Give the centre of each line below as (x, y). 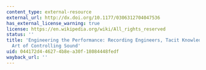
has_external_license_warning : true (53, 23)
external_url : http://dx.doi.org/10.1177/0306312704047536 (83, 18)
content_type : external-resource (49, 12)
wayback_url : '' (27, 57)
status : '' (20, 35)
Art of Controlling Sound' (46, 46)
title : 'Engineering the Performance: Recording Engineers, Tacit (93, 40)
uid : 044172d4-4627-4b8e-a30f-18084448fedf (63, 52)
